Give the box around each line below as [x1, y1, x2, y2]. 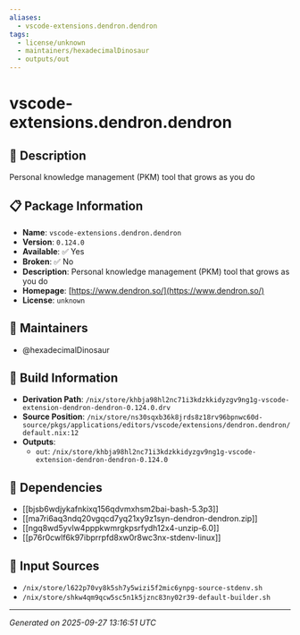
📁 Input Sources [9, 558, 100, 573]
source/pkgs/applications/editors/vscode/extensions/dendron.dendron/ [21, 421, 291, 430]
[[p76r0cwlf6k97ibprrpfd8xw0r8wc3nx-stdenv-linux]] [21, 532, 221, 543]
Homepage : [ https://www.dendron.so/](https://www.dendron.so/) [21, 285, 265, 296]
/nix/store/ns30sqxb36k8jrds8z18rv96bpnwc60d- [86, 413, 263, 422]
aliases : [9, 13, 42, 22]
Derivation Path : [21, 394, 84, 405]
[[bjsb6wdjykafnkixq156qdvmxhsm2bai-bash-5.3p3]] [21, 503, 219, 515]
